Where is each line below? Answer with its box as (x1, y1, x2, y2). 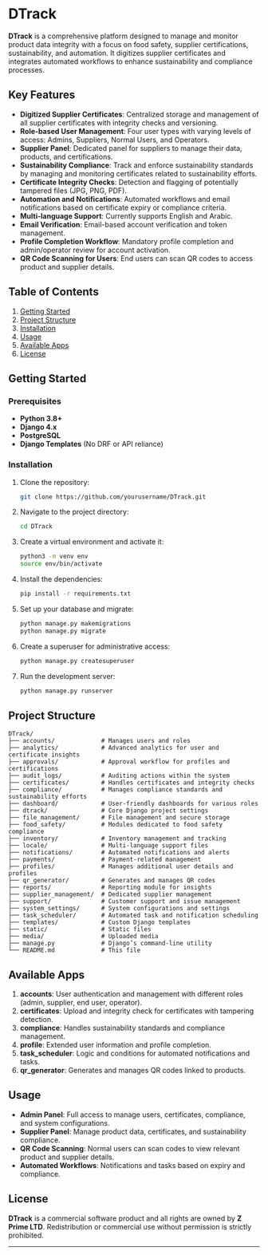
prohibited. (8, 1230, 44, 1240)
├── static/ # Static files (8, 925, 152, 933)
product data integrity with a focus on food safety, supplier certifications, (8, 39, 249, 49)
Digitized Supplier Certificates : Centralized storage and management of (19, 109, 259, 119)
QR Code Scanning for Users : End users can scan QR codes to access (19, 253, 254, 263)
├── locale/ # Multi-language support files (8, 842, 209, 850)
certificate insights (8, 751, 81, 759)
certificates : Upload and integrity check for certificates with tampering (19, 1006, 254, 1016)
